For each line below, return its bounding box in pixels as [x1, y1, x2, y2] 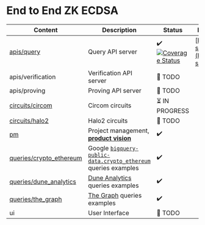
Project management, [88, 126, 149, 135]
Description [101, 26, 137, 34]
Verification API [88, 68, 132, 77]
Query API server [88, 47, 137, 55]
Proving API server [88, 86, 142, 95]
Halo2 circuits [88, 116, 128, 125]
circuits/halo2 [9, 116, 49, 125]
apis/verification [9, 73, 56, 81]
